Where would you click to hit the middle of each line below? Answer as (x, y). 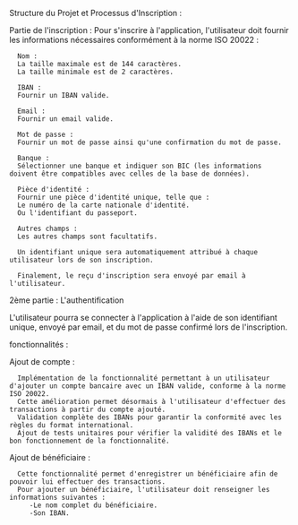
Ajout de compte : (42, 361)
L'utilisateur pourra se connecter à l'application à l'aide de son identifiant (143, 318)
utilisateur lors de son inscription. (81, 260)
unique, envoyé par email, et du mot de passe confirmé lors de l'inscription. (149, 327)
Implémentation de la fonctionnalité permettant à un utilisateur (144, 378)
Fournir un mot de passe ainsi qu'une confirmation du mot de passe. (149, 142)
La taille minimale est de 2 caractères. (96, 72)
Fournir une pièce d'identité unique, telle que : (114, 197)
